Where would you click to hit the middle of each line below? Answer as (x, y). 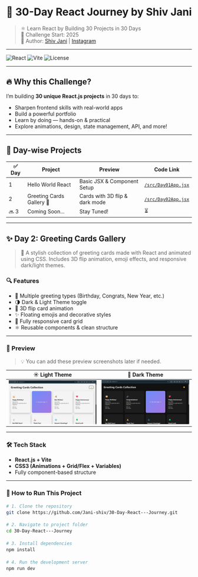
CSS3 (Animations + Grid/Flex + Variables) (68, 466)
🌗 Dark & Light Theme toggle (51, 302)
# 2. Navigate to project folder (47, 525)
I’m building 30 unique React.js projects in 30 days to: (72, 96)
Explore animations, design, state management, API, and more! (91, 126)
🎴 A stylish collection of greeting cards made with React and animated (106, 253)
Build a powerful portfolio (45, 114)
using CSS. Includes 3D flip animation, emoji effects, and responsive (103, 259)
